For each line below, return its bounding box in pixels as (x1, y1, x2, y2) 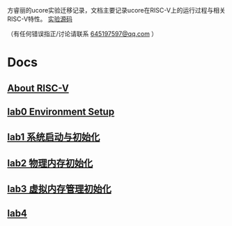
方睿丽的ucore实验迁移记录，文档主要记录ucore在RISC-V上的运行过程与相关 (7, 6, 226, 14)
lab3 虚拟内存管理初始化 (7, 183, 111, 195)
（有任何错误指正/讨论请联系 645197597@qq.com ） (7, 30, 158, 38)
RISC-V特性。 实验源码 (7, 15, 73, 23)
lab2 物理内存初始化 (7, 157, 93, 169)
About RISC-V (7, 82, 70, 94)
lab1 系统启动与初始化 (7, 131, 100, 143)
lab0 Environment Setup (7, 105, 115, 117)
